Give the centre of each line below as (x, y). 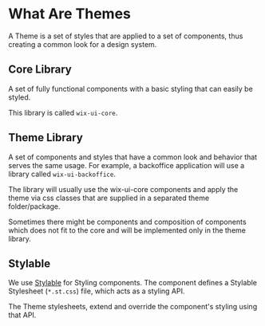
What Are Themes (70, 14)
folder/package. (35, 206)
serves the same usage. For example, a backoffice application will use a (127, 165)
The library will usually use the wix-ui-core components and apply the (123, 189)
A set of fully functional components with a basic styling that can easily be (131, 88)
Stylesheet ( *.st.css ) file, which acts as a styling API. (97, 291)
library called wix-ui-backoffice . (62, 174)
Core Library (40, 70)
